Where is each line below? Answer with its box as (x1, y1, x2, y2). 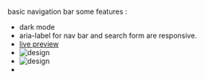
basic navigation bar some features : (7, 7, 128, 16)
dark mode (18, 22, 55, 31)
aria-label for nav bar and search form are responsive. (18, 31, 197, 40)
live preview (18, 39, 59, 49)
